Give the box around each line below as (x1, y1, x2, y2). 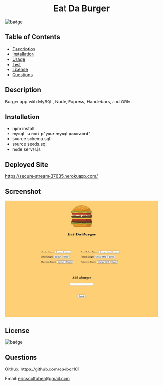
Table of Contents (5, 33, 61, 41)
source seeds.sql (12, 141, 47, 147)
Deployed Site (5, 160, 49, 168)
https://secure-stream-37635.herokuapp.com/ (5, 173, 98, 179)
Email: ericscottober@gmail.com (5, 376, 70, 382)
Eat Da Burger (53, 3, 110, 14)
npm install (12, 126, 34, 132)
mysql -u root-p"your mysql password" (12, 131, 91, 136)
